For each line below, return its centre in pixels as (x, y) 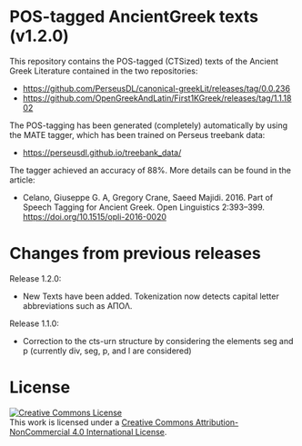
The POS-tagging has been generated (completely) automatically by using (149, 125)
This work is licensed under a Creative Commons (101, 422)
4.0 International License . (120, 431)
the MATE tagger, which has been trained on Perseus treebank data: (137, 134)
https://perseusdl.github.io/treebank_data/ (102, 153)
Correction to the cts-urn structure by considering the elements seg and (158, 341)
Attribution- (217, 422)
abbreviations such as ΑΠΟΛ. (77, 305)
